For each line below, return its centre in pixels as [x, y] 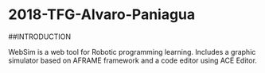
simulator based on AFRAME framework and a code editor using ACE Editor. [132, 60]
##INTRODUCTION [40, 36]
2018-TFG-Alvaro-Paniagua [102, 15]
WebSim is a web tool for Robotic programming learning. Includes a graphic [132, 52]
